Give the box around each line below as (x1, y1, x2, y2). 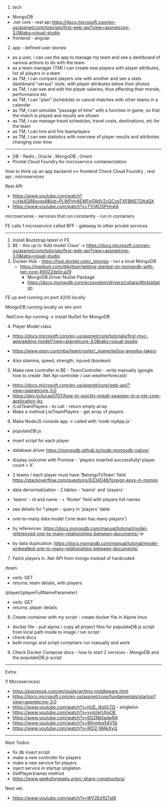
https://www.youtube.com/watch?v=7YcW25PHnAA (12, 204, 119, 209)
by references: (12, 526, 43, 531)
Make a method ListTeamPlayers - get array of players (12, 408, 124, 414)
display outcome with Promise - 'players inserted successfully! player (12, 457, 155, 463)
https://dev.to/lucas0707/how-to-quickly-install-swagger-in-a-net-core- (12, 393, 161, 399)
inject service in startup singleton (12, 765, 81, 771)
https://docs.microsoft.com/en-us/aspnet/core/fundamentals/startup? (12, 693, 156, 699)
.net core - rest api (12, 19, 51, 25)
